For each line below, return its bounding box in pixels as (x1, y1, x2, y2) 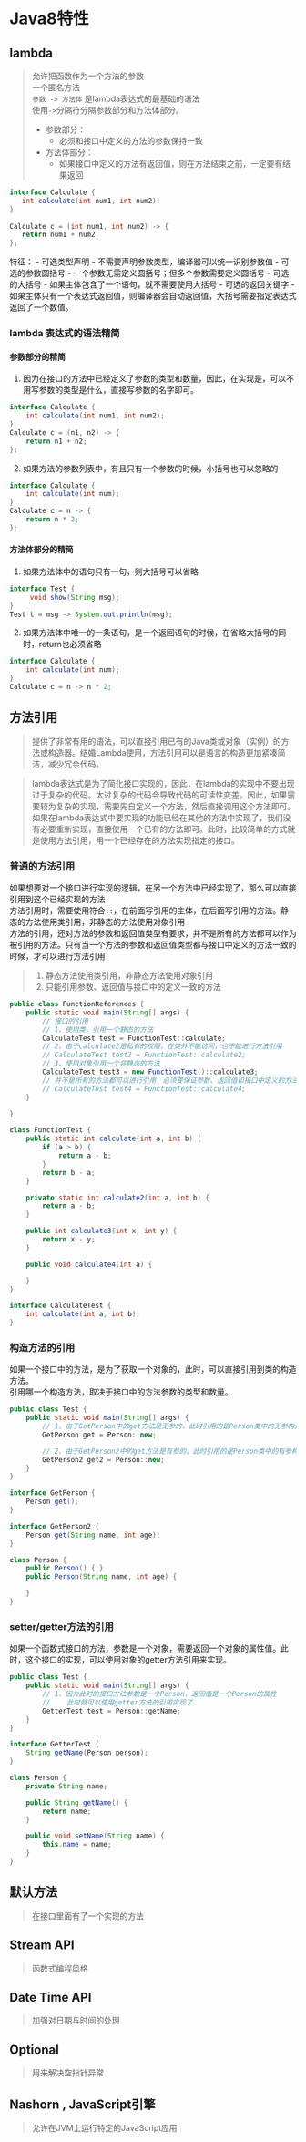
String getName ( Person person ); (25, 1748, 148, 1757)
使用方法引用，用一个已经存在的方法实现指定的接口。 (39, 835, 240, 846)
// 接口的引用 (42, 1016, 89, 1025)
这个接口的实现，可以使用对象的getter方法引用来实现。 (25, 1654, 232, 1665)
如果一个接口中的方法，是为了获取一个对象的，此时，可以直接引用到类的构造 (9, 1364, 297, 1375)
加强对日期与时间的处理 (31, 2015, 120, 2026)
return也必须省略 (38, 639, 102, 650)
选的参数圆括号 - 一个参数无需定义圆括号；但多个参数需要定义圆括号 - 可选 (9, 268, 290, 279)
